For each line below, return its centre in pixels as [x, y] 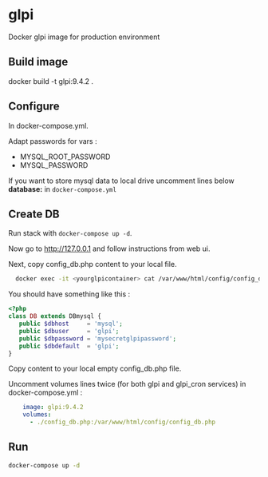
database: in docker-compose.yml [63, 189]
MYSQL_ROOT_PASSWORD [65, 157]
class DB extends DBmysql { [55, 316]
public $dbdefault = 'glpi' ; [69, 346]
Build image [38, 62]
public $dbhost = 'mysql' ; [71, 324]
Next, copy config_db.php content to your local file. [93, 264]
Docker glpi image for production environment [84, 37]
